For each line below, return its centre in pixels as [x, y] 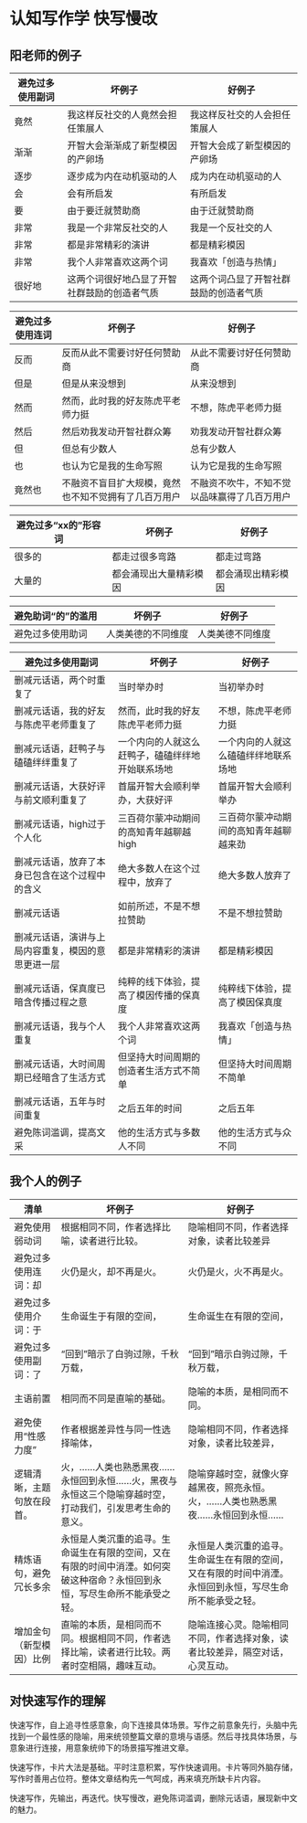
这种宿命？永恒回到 [111, 1580]
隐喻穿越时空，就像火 [234, 1474]
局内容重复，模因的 [56, 951]
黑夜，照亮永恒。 [234, 1488]
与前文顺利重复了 [51, 800]
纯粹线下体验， [250, 988]
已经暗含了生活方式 [65, 1077]
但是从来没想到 [94, 383]
